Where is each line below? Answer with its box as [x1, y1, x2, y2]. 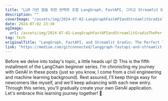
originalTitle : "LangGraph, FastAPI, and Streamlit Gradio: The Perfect [5, 40, 160, 45]
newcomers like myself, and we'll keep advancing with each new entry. [5, 79, 151, 85]
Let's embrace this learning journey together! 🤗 [5, 90, 102, 96]
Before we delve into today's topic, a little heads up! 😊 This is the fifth [5, 58, 150, 64]
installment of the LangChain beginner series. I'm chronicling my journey [5, 63, 155, 69]
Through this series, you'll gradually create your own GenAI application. [5, 84, 153, 90]
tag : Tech [5, 35, 26, 40]
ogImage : [5, 26, 23, 31]
